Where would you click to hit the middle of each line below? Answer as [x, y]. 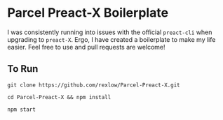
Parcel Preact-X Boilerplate [88, 13]
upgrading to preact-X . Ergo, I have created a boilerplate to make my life [111, 39]
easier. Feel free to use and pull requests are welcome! [87, 47]
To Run [23, 69]
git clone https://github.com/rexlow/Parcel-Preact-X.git [94, 85]
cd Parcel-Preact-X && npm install [59, 97]
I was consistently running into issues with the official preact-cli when [110, 32]
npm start [22, 110]
